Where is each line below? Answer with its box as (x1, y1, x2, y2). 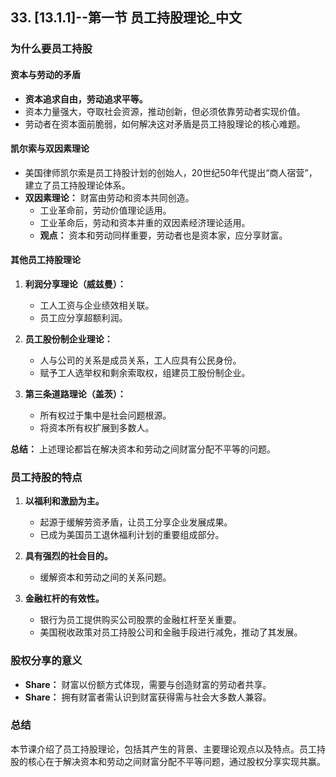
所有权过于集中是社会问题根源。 (39, 409, 172, 421)
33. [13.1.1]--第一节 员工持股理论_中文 (10, 9, 242, 27)
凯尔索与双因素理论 (10, 143, 90, 155)
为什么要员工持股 (10, 42, 93, 56)
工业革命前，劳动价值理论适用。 (39, 204, 172, 216)
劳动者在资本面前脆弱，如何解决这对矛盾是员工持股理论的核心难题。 (24, 118, 306, 130)
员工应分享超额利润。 (39, 311, 128, 323)
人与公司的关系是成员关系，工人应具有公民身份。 (39, 354, 242, 366)
